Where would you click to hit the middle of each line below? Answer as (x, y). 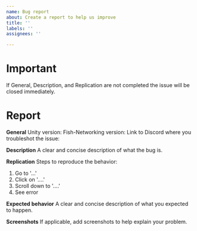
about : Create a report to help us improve (61, 17)
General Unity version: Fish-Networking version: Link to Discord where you (99, 132)
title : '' (19, 23)
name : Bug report (28, 12)
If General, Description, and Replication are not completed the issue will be (98, 85)
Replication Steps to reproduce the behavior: (62, 161)
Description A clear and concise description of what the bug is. (84, 150)
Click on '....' (30, 179)
